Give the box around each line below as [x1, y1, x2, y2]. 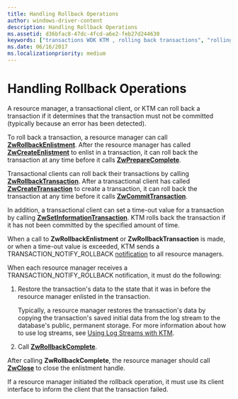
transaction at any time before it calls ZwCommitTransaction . [7, 192, 188, 200]
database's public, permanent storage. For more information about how [17, 321, 227, 329]
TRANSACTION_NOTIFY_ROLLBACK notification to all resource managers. [7, 249, 225, 258]
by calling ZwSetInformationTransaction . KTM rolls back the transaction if [7, 213, 226, 222]
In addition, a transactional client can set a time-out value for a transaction [7, 205, 225, 214]
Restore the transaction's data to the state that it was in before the [17, 285, 211, 293]
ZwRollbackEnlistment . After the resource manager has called [7, 140, 191, 149]
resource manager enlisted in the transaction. [17, 292, 151, 300]
